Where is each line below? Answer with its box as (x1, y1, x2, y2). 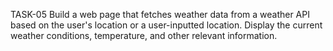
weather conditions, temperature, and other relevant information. (10, 30, 278, 41)
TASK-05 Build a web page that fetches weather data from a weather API (10, 9, 310, 20)
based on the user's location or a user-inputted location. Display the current (10, 19, 323, 31)
